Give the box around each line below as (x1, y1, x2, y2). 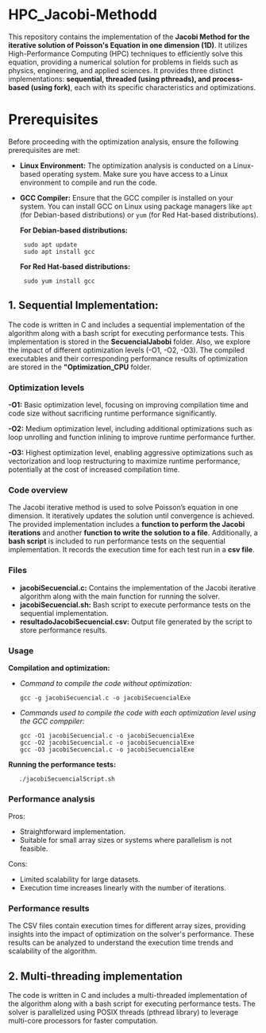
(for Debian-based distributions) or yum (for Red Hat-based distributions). (19, 209, 259, 220)
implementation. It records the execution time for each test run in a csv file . (8, 545, 255, 555)
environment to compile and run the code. (19, 177, 157, 187)
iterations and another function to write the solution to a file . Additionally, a (8, 528, 258, 538)
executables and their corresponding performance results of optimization (8, 353, 249, 363)
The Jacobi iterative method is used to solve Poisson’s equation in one (8, 503, 238, 513)
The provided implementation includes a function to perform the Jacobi (8, 520, 245, 529)
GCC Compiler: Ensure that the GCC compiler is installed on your (19, 193, 233, 202)
